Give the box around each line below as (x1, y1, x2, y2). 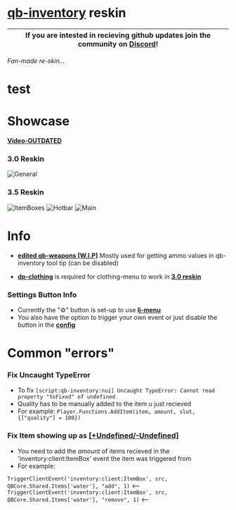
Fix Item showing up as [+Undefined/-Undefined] (7, 431, 179, 441)
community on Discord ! (77, 39, 159, 48)
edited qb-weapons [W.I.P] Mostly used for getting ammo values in (17, 251, 214, 260)
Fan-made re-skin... (7, 56, 65, 65)
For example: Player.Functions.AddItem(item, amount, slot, (17, 407, 195, 415)
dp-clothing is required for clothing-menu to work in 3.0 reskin (17, 272, 202, 281)
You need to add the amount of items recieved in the (17, 447, 170, 455)
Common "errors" (7, 345, 114, 361)
